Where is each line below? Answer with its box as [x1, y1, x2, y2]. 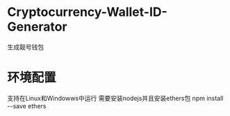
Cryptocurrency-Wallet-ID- [7, 4, 168, 20]
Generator [7, 19, 67, 35]
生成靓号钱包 [7, 42, 44, 51]
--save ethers [7, 101, 47, 110]
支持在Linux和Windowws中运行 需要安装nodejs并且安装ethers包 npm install [7, 94, 224, 102]
